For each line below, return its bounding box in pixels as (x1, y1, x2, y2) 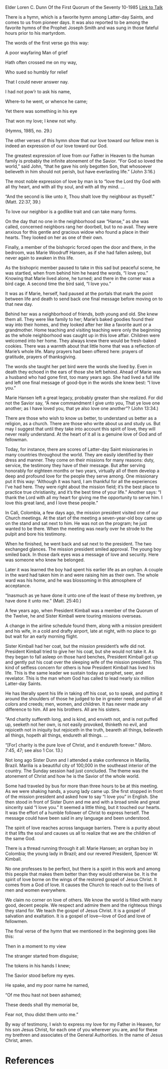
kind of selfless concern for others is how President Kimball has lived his (5, 664, 155, 671)
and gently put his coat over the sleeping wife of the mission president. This (5, 659, 162, 665)
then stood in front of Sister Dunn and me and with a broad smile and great (5, 799, 160, 805)
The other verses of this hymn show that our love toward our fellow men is (5, 138, 159, 143)
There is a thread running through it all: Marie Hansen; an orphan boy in (5, 845, 153, 851)
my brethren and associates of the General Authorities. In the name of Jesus (5, 1032, 163, 1038)
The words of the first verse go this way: (5, 40, 89, 46)
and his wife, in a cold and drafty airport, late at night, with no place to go (5, 628, 156, 634)
